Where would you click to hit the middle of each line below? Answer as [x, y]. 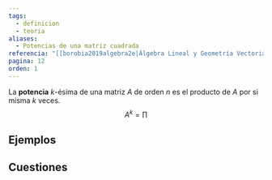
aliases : [23, 39]
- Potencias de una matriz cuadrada [77, 46]
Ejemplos [32, 140]
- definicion [38, 24]
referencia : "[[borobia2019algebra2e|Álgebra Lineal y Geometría [121, 54]
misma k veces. [34, 100]
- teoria [30, 31]
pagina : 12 [27, 62]
